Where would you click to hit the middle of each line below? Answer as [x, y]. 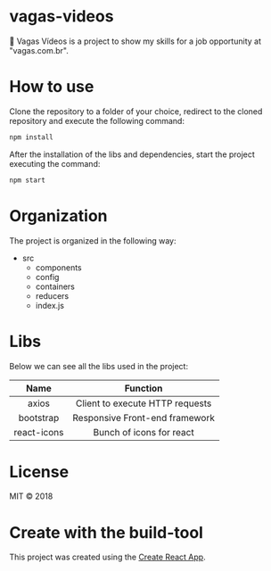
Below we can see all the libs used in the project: [99, 366]
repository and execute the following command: [97, 120]
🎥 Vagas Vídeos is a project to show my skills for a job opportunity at [135, 41]
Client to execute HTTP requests [144, 403]
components [58, 267]
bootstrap [39, 418]
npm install [31, 137]
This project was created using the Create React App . [108, 557]
